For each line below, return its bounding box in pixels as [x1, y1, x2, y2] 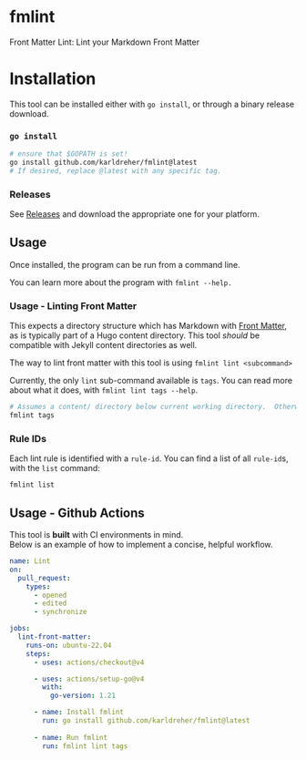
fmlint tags [9, 411, 55, 420]
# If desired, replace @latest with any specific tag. [9, 166, 222, 175]
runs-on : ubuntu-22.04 [25, 641, 112, 650]
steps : [25, 649, 51, 658]
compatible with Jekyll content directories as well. [9, 340, 198, 351]
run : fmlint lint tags [42, 741, 128, 751]
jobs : [9, 624, 30, 633]
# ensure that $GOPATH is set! [9, 149, 128, 159]
